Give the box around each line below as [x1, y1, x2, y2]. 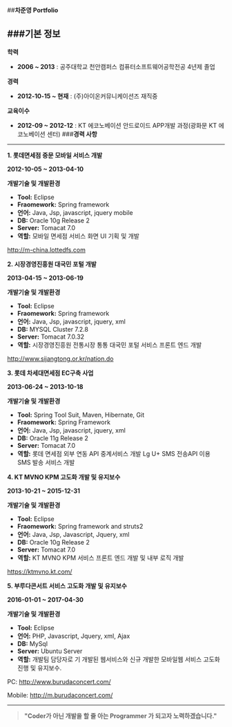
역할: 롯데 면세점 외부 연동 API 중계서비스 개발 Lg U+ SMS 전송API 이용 [17, 449, 211, 457]
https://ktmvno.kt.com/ [7, 567, 72, 576]
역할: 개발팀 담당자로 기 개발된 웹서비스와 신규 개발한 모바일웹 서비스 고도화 [17, 655, 220, 663]
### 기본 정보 [7, 28, 61, 40]
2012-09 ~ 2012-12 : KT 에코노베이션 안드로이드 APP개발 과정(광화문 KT [17, 121, 217, 129]
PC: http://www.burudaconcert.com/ [7, 677, 112, 686]
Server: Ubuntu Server [17, 647, 83, 655]
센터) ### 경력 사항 [47, 130, 98, 138]
